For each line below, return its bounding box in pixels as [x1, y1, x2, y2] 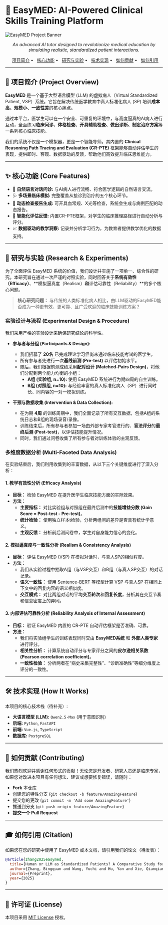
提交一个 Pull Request [12, 810, 58, 816]
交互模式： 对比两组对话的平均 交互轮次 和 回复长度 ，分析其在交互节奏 [19, 591, 161, 598]
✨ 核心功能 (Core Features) [5, 172, 90, 180]
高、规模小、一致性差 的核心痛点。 [5, 105, 75, 111]
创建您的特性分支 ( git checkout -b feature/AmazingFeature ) [12, 791, 137, 797]
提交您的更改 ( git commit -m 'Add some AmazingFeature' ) [12, 797, 131, 803]
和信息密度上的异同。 [19, 598, 64, 604]
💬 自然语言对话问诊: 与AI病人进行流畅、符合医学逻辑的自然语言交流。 [12, 186, 155, 192]
